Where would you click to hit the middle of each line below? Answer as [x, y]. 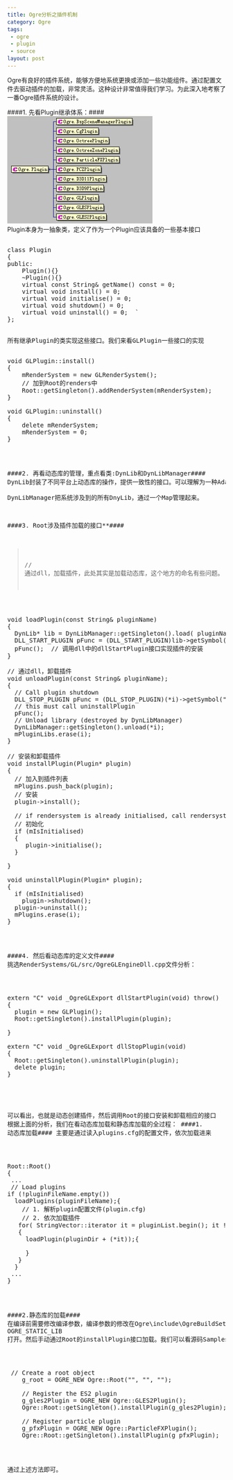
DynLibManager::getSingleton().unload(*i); [89, 727]
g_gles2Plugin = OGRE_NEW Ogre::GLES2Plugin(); [104, 1400]
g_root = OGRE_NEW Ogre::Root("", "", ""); [97, 1379]
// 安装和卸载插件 [34, 756]
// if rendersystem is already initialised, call [101, 815]
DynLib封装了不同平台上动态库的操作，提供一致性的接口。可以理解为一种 [112, 482]
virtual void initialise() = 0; [77, 298]
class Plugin [29, 250]
